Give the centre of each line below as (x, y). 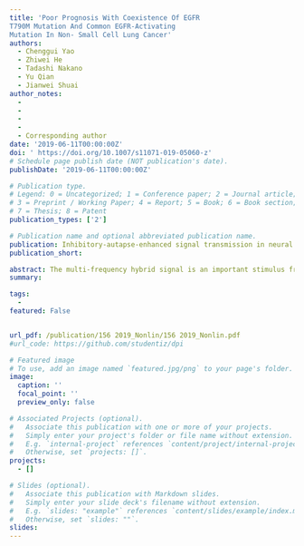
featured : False (40, 311)
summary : (26, 278)
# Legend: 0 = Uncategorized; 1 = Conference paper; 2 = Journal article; (153, 195)
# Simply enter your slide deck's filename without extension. (135, 502)
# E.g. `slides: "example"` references (89, 511)
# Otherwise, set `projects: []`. (78, 453)
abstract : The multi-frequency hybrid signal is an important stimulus (147, 269)
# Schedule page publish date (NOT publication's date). (119, 161)
